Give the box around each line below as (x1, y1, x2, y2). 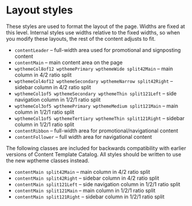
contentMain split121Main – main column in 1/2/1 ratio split (14, 187, 156, 194)
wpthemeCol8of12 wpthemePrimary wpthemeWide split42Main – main (14, 65, 173, 72)
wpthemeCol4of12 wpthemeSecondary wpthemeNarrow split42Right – (14, 77, 173, 85)
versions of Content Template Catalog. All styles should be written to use (6, 151, 181, 158)
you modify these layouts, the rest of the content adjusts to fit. (6, 35, 156, 42)
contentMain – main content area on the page (14, 59, 123, 66)
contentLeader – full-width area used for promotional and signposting (14, 46, 181, 53)
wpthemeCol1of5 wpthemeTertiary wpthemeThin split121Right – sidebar (14, 114, 185, 121)
